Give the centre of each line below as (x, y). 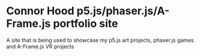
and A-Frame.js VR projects (40, 46)
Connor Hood (40, 11)
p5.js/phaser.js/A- (123, 11)
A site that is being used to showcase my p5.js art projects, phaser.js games (100, 40)
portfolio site (86, 24)
